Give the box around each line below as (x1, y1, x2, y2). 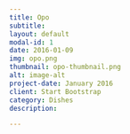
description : (9, 104, 58, 113)
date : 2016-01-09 (9, 46, 74, 55)
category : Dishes (9, 95, 74, 105)
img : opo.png (9, 54, 58, 63)
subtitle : (9, 21, 46, 30)
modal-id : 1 (9, 37, 53, 47)
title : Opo (9, 12, 50, 22)
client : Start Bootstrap (9, 87, 102, 96)
